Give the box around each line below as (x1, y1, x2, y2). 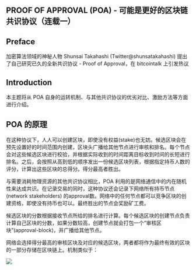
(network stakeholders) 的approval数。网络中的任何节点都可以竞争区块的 (6, 192, 182, 199)
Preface (6, 37, 36, 47)
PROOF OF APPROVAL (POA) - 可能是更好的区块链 (6, 5, 188, 16)
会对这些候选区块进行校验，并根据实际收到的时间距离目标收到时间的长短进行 (6, 150, 190, 157)
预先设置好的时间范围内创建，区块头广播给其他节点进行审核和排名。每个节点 (6, 143, 190, 150)
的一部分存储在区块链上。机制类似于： (6, 246, 98, 253)
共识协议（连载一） (6, 16, 75, 26)
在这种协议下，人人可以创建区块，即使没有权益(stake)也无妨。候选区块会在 (6, 136, 187, 143)
